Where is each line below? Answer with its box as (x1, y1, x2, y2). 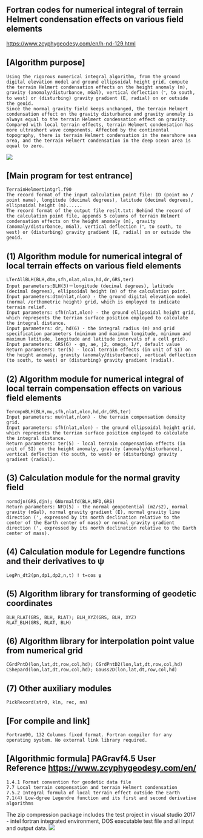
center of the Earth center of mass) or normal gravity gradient (6, 519, 175, 526)
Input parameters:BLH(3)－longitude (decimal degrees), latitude (6, 283, 174, 290)
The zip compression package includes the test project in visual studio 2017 (6, 811, 196, 818)
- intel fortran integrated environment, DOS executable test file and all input (6, 817, 194, 825)
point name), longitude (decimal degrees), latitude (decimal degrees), (6, 197, 194, 204)
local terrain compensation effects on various (6, 383, 182, 393)
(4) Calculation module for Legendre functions (6, 547, 185, 557)
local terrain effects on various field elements (6, 261, 182, 271)
